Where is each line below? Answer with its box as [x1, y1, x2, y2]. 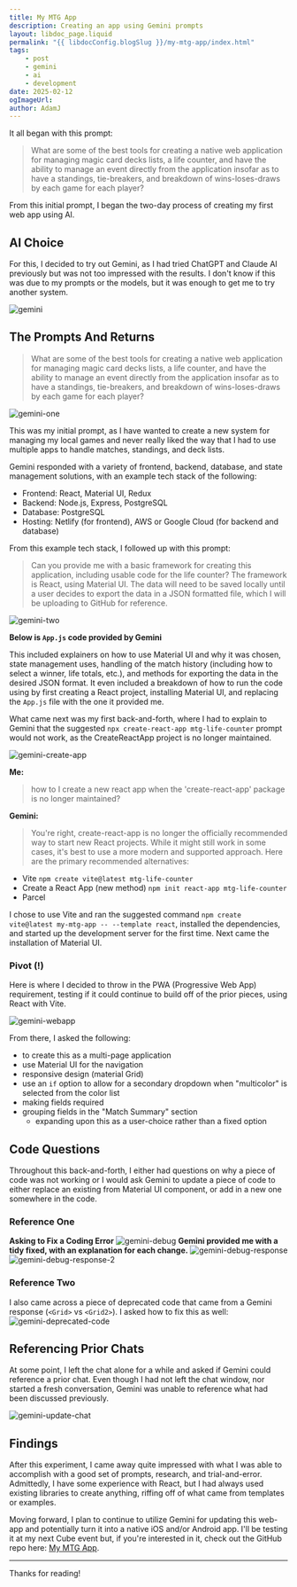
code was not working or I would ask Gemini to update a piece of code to [9, 1174, 276, 1184]
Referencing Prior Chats [9, 1341, 144, 1356]
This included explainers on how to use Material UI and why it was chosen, [9, 649, 281, 660]
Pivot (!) [9, 959, 44, 972]
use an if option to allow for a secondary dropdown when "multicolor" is [21, 1078, 287, 1089]
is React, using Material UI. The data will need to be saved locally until [30, 578, 286, 590]
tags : [9, 46, 29, 55]
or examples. [9, 1497, 57, 1508]
